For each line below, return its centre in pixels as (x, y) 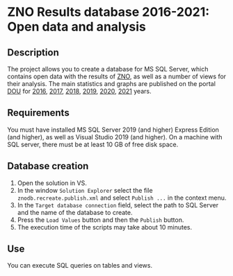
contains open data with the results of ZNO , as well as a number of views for (117, 76)
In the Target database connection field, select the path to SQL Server (118, 205)
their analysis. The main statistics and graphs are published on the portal (111, 84)
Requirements (38, 113)
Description (33, 52)
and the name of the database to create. (75, 212)
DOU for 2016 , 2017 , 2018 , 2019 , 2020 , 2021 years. (79, 91)
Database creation (48, 166)
